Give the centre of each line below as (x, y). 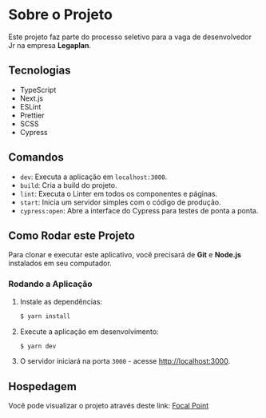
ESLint (30, 106)
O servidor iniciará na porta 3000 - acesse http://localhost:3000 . (125, 361)
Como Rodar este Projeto (72, 235)
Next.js (32, 98)
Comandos (36, 157)
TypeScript (38, 90)
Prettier (32, 115)
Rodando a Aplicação (51, 284)
